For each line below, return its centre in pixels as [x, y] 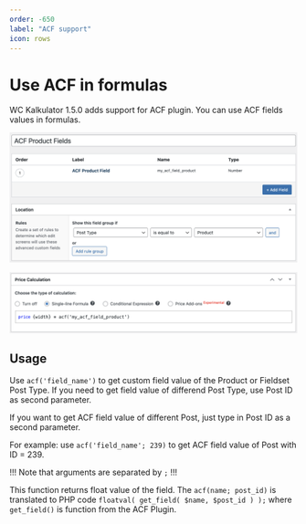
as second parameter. [51, 400]
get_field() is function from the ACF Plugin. [93, 509]
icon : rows [30, 38]
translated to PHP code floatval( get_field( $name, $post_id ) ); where [151, 500]
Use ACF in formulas [89, 84]
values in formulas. [45, 120]
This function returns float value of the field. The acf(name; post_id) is [143, 490]
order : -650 [32, 19]
